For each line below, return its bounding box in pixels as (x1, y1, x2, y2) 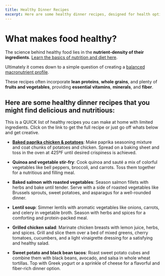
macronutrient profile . (5, 69, 49, 75)
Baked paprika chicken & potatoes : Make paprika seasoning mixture (12, 139, 152, 145)
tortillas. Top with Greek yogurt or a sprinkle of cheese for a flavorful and (12, 260, 160, 266)
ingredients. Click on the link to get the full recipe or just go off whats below (5, 124, 159, 131)
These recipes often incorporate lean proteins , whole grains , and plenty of (5, 79, 158, 85)
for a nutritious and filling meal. (12, 170, 75, 175)
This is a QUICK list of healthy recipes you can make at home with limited (5, 119, 153, 125)
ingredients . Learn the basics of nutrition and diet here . (5, 55, 118, 61)
